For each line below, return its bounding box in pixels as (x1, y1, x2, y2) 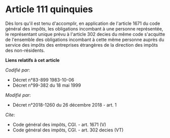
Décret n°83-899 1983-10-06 (12, 77, 75, 83)
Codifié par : (5, 67, 30, 73)
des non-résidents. (5, 47, 45, 53)
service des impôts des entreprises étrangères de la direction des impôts (5, 42, 158, 48)
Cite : (5, 112, 15, 118)
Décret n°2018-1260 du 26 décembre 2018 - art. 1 (12, 101, 117, 108)
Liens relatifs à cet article (5, 57, 60, 63)
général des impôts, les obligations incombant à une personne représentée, (5, 25, 163, 31)
